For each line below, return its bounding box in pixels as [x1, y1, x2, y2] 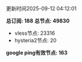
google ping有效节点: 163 [6, 49, 68, 56]
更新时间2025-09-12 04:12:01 [6, 5, 77, 12]
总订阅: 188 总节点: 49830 [6, 17, 70, 24]
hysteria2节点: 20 [14, 37, 57, 43]
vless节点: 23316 [14, 30, 55, 37]
